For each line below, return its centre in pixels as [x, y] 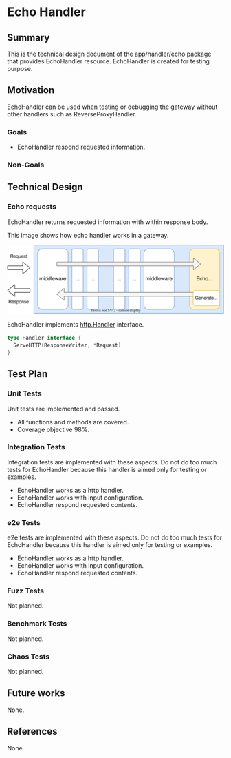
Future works [36, 693]
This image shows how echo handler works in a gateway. [88, 235]
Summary [29, 38]
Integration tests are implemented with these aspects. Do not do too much [112, 462]
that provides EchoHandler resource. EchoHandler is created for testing [108, 61]
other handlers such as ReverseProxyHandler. [72, 114]
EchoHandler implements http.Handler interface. [76, 325]
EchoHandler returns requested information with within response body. [108, 222]
